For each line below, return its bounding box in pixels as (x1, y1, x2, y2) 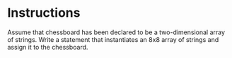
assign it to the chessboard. (7, 43, 88, 51)
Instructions (7, 5, 81, 21)
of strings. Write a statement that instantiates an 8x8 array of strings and (7, 35, 219, 43)
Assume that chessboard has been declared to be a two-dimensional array (7, 28, 225, 36)
